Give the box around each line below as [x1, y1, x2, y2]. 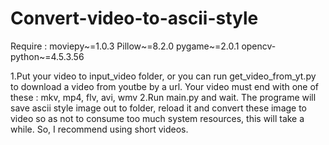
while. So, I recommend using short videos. [10, 123, 189, 135]
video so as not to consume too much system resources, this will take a [10, 112, 305, 124]
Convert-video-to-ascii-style [10, 7, 259, 30]
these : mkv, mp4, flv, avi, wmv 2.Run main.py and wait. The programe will [10, 91, 317, 103]
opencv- [241, 40, 277, 52]
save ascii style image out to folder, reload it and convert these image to [10, 102, 308, 114]
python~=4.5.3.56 [10, 50, 85, 62]
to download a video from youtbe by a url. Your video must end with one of [10, 80, 320, 92]
